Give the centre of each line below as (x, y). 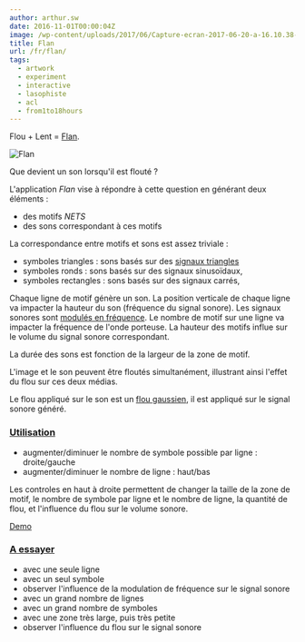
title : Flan (32, 43)
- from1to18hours (50, 111)
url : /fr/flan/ (38, 52)
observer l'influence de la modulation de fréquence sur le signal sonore (156, 588)
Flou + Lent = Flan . (44, 136)
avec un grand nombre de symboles (90, 607)
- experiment (42, 77)
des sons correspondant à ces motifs (92, 226)
